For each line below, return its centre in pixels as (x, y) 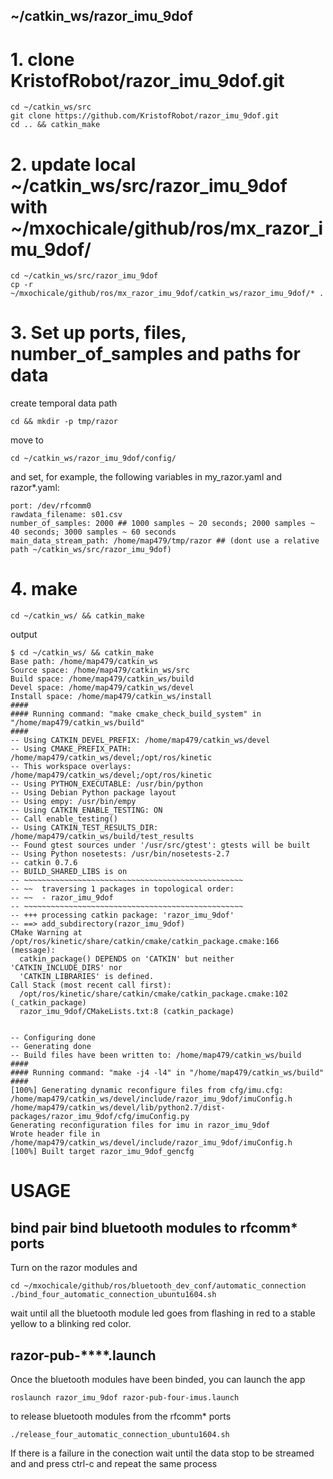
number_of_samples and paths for (155, 354)
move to (27, 440)
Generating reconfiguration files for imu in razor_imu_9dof (140, 1125)
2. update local (73, 164)
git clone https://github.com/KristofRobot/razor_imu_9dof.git (145, 116)
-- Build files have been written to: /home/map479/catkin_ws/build (156, 1055)
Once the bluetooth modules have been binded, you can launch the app (158, 1379)
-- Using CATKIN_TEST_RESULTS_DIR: (84, 828)
